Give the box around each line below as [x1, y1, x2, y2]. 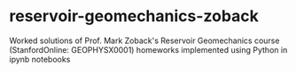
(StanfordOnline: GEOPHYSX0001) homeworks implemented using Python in [9, 44, 288, 55]
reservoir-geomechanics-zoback [9, 6, 259, 26]
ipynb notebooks [9, 54, 71, 64]
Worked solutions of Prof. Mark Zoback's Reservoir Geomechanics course [9, 35, 280, 46]
